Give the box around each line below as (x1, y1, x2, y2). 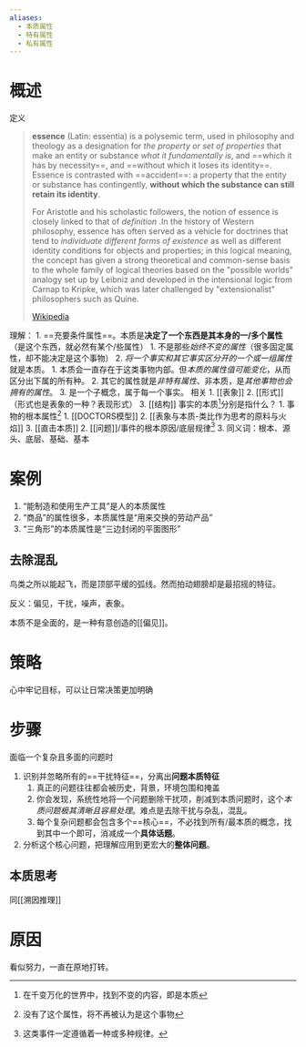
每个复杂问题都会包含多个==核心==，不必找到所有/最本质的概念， (36, 816, 284, 827)
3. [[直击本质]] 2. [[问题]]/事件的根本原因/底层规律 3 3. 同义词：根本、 (25, 421, 283, 433)
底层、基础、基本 (25, 433, 89, 444)
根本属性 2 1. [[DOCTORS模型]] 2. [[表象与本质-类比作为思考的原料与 (25, 409, 280, 422)
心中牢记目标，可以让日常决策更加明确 (9, 684, 153, 695)
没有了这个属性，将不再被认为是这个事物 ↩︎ (22, 1008, 184, 1020)
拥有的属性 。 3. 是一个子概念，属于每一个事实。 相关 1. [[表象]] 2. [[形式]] (9, 387, 284, 398)
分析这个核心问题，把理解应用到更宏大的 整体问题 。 (22, 839, 215, 849)
